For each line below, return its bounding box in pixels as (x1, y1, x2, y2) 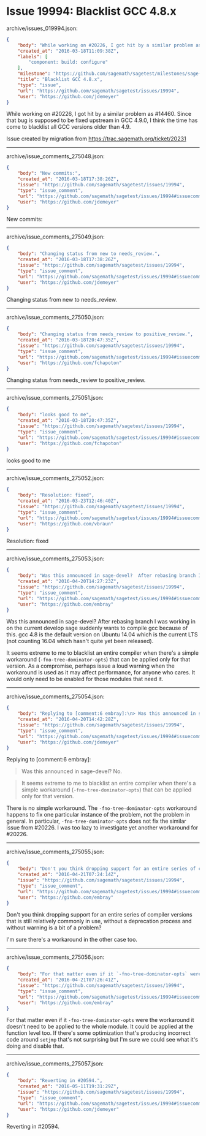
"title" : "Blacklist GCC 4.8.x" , (17, 77, 103, 83)
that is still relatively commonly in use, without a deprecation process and (6, 918, 192, 925)
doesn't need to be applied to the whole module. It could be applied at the (6, 1023, 193, 1031)
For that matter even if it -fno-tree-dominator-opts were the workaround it (6, 1016, 194, 1024)
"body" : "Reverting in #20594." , (17, 1078, 103, 1084)
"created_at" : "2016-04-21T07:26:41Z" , (17, 977, 120, 983)
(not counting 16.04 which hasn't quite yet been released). (6, 638, 154, 645)
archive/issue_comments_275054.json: (6, 693, 105, 700)
